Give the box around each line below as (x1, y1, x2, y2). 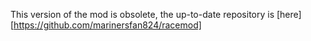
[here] (276, 9, 302, 20)
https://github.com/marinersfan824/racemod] (13, 19, 202, 31)
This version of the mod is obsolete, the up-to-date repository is (10, 9, 275, 20)
